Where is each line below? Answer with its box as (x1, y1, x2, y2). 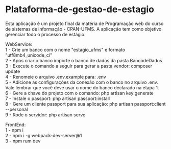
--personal (5, 106, 28, 112)
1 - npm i (5, 127, 24, 133)
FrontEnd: (5, 121, 26, 128)
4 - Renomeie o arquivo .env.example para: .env (5, 73, 106, 80)
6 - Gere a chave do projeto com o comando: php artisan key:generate (5, 90, 154, 96)
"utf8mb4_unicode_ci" (5, 52, 53, 58)
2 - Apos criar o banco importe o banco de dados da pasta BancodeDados (5, 57, 162, 63)
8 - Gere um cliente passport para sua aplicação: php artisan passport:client (5, 101, 166, 107)
